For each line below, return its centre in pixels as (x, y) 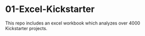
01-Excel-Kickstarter (50, 9)
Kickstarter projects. (26, 28)
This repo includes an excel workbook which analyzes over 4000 (73, 23)
